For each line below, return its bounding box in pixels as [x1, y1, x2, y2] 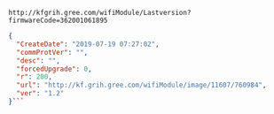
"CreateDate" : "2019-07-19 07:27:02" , [16, 40, 160, 49]
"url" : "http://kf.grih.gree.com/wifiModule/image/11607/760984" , [16, 80, 267, 90]
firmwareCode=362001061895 [8, 16, 108, 25]
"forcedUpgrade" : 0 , [16, 65, 92, 73]
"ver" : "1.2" [16, 89, 65, 98]
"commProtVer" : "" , [16, 48, 89, 57]
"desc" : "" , [16, 56, 61, 65]
